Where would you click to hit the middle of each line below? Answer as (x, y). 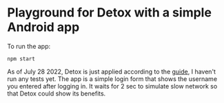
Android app (43, 27)
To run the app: (29, 46)
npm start (21, 59)
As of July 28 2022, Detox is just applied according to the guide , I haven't (111, 71)
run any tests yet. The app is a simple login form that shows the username (112, 79)
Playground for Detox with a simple (110, 13)
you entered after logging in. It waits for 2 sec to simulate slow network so (112, 86)
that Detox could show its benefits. (57, 93)
